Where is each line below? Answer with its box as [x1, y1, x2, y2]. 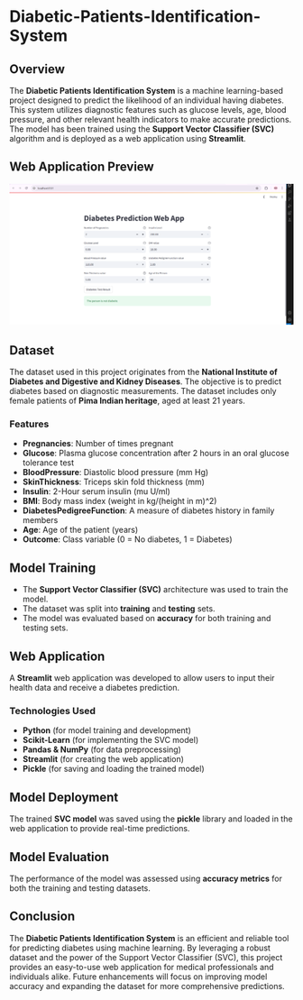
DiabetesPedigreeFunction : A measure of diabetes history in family [22, 505, 275, 516]
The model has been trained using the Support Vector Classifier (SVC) [9, 124, 275, 134]
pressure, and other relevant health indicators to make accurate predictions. [9, 115, 292, 124]
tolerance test [22, 457, 75, 468]
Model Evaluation [9, 849, 110, 865]
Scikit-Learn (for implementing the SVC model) [22, 735, 199, 746]
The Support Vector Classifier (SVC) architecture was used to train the [22, 584, 289, 595]
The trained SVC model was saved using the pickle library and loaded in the [9, 813, 293, 824]
